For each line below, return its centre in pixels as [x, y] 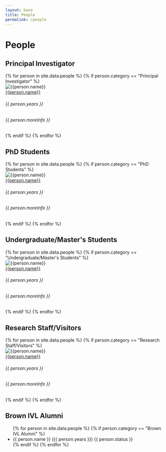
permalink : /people [26, 19]
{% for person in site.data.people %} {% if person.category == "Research [82, 340]
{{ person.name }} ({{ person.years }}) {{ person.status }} [73, 439]
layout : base [19, 10]
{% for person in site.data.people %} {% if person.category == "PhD [77, 164]
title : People [20, 15]
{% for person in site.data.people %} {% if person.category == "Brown [87, 428]
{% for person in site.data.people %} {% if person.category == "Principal [82, 76]
